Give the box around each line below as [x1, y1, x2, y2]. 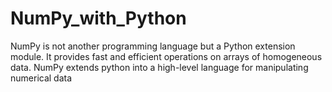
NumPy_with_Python [10, 7, 187, 30]
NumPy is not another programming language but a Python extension [10, 40, 296, 52]
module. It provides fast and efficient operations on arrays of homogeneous [10, 50, 323, 62]
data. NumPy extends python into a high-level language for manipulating [10, 61, 309, 73]
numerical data [10, 72, 73, 84]
